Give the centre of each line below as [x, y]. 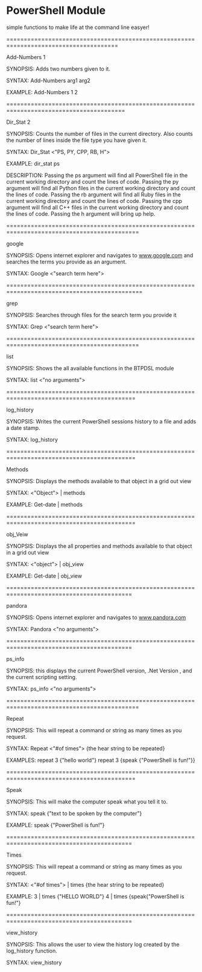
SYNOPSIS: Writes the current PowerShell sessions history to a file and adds [101, 421]
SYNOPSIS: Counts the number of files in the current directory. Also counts [99, 134]
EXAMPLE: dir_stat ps [33, 163]
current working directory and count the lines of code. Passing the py [93, 181]
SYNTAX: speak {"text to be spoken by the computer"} [74, 813]
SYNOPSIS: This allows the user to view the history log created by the [93, 944]
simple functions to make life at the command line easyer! [78, 27]
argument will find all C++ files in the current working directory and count [97, 207]
